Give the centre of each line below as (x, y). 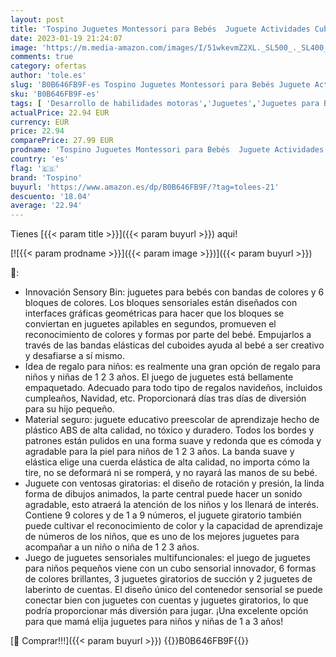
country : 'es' (40, 159)
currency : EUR (40, 122)
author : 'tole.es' (48, 76)
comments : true (42, 57)
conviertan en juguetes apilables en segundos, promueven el (150, 324)
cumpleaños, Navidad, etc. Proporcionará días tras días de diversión (165, 398)
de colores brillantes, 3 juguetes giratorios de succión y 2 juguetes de (168, 579)
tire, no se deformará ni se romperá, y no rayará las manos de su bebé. (171, 473)
